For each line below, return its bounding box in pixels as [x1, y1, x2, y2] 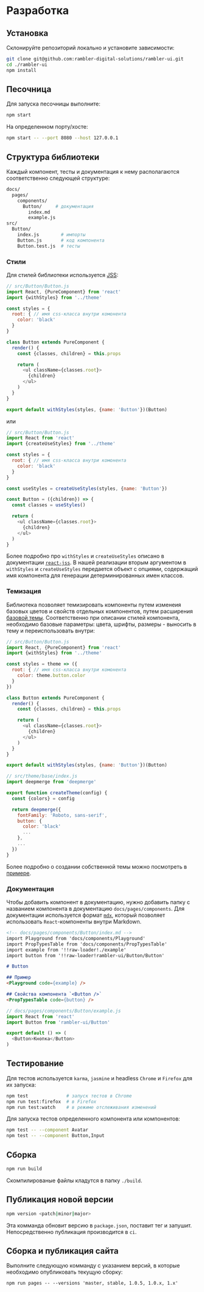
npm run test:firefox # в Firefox [6, 1099, 97, 1105]
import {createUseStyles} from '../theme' [6, 440, 116, 447]
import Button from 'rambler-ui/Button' [6, 1019, 111, 1025]
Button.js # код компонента [17, 237, 105, 243]
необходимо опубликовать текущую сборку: [6, 1268, 123, 1276]
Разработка [6, 4, 69, 18]
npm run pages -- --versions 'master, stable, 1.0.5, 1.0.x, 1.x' [6, 1280, 178, 1287]
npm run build [6, 1166, 43, 1172]
